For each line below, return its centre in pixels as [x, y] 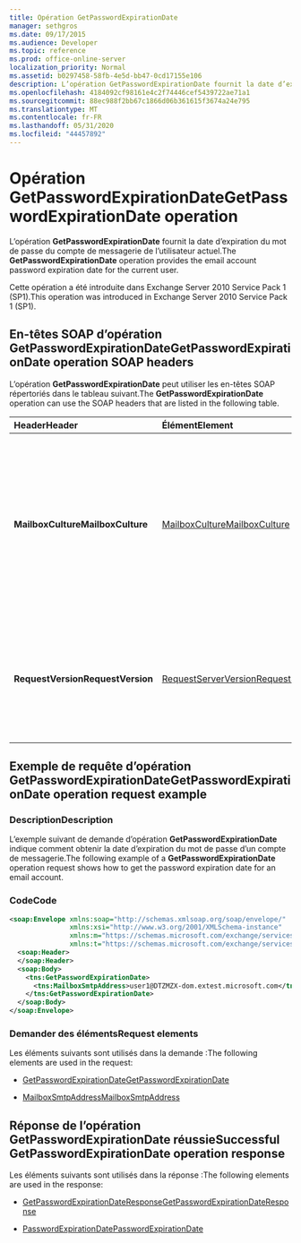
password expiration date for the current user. [94, 270]
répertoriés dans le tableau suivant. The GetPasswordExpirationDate [137, 393]
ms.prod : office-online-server [68, 59]
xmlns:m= [86, 936]
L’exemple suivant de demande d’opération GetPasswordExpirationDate [143, 839]
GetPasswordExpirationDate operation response [147, 1153]
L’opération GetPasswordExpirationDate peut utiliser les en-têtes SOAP [142, 384]
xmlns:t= [86, 944]
